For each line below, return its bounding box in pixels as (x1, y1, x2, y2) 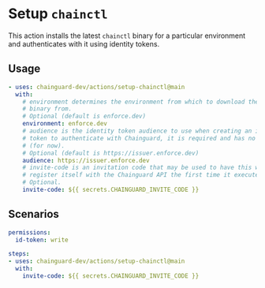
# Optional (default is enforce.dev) (22, 112, 147, 121)
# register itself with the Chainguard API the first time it (22, 171, 231, 179)
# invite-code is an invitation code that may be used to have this (22, 163, 252, 172)
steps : (8, 250, 30, 258)
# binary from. (22, 105, 73, 113)
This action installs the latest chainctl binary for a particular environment (8, 31, 246, 40)
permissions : (8, 228, 51, 237)
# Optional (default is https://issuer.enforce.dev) (22, 149, 200, 157)
